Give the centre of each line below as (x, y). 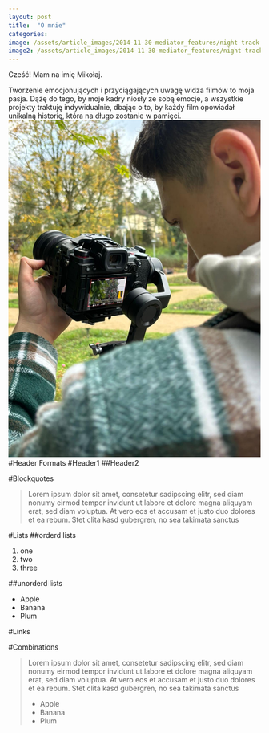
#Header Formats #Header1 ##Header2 (74, 463)
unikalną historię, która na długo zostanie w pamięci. (95, 116)
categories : (28, 34)
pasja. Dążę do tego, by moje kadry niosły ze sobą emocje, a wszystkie (126, 99)
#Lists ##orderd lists (42, 535)
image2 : (21, 51)
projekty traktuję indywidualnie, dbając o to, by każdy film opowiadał (121, 108)
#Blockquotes (31, 478)
